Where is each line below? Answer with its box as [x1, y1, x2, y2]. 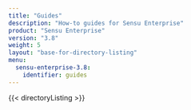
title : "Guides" [8, 11, 62, 20]
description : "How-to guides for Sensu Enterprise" [8, 19, 184, 27]
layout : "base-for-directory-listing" [8, 49, 137, 57]
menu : [8, 57, 26, 65]
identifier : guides [22, 71, 88, 79]
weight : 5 [8, 41, 42, 49]
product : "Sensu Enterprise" [8, 26, 105, 34]
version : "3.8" [8, 33, 59, 42]
